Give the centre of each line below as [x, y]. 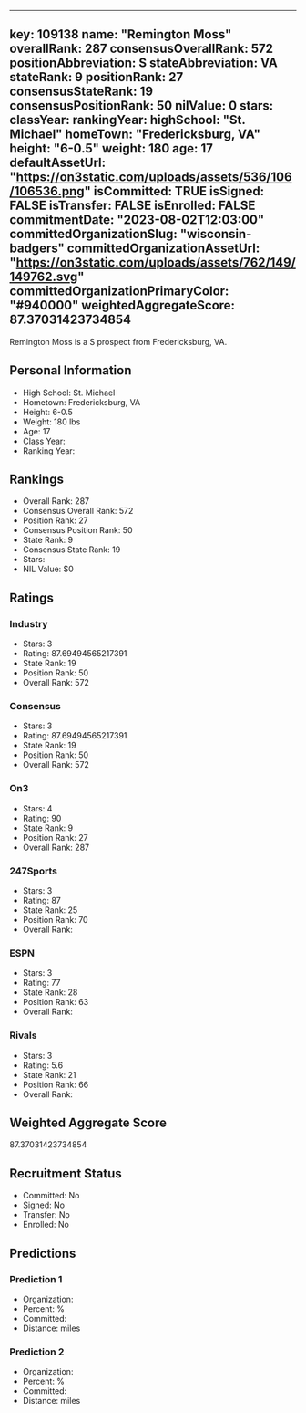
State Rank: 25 [50, 910]
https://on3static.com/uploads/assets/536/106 [154, 178]
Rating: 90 [42, 818]
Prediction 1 [36, 1279]
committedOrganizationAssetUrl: [163, 249]
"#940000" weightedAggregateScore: [122, 305]
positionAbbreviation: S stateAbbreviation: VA [143, 63]
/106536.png [47, 191]
